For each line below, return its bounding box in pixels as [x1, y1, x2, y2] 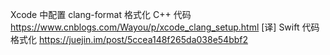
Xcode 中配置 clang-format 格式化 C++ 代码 [10, 9, 192, 20]
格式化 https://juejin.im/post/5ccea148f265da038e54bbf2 [10, 34, 249, 45]
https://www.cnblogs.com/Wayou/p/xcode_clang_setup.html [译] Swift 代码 [10, 21, 320, 33]
